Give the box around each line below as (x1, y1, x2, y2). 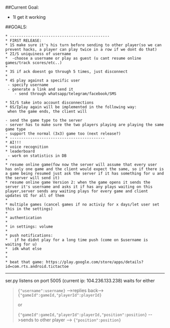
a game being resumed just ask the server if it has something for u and (5, 171, 164, 176)
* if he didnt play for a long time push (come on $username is (5, 237, 148, 242)
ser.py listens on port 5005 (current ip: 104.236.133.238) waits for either (5, 278, 155, 283)
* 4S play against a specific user (5, 78, 80, 83)
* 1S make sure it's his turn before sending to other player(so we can (5, 43, 162, 48)
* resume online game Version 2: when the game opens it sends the (5, 180, 151, 185)
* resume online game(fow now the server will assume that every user (5, 162, 157, 167)
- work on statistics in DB (7, 153, 67, 158)
